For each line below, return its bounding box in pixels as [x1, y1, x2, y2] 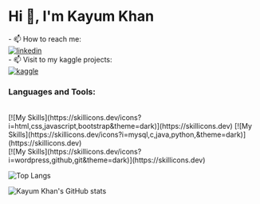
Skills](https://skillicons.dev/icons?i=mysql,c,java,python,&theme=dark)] [8, 130, 246, 139]
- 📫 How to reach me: [8, 34, 81, 43]
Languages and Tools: [8, 86, 96, 97]
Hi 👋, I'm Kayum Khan [8, 7, 154, 26]
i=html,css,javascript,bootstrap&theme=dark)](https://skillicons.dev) [8, 122, 233, 131]
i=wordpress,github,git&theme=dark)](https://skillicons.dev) [8, 155, 206, 165]
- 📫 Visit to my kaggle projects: [8, 54, 113, 64]
